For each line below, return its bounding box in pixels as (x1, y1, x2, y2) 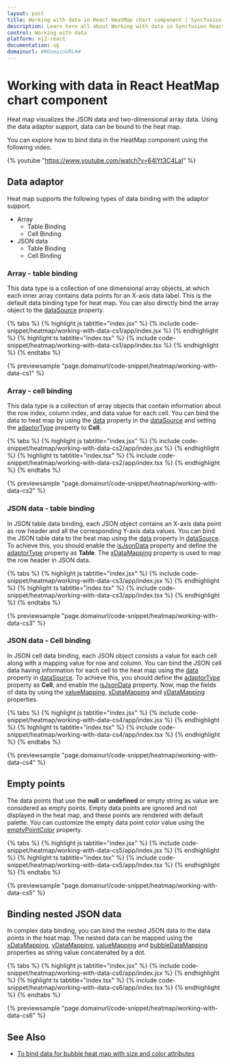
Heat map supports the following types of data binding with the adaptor (7, 194, 209, 202)
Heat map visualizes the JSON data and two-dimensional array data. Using (7, 115, 218, 123)
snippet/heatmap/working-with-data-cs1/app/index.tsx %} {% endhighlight (7, 341, 219, 349)
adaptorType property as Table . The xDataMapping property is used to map (7, 548, 221, 556)
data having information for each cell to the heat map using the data (7, 666, 199, 674)
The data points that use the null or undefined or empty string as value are (7, 796, 219, 805)
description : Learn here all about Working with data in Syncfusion (7, 23, 207, 29)
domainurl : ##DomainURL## (7, 49, 81, 56)
